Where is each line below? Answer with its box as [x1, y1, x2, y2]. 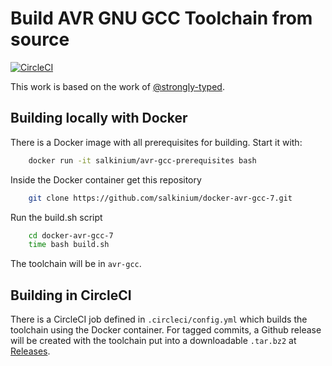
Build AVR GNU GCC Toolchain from [10, 7, 313, 30]
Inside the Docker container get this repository [10, 173, 202, 186]
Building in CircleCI [10, 287, 132, 304]
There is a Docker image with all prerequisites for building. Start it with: [10, 136, 303, 148]
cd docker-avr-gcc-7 [28, 230, 114, 241]
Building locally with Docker [10, 110, 188, 127]
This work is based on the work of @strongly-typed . [10, 80, 225, 92]
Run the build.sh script [10, 211, 103, 223]
